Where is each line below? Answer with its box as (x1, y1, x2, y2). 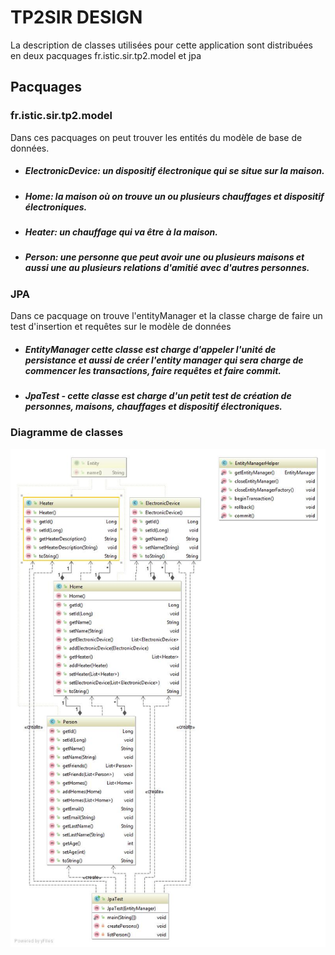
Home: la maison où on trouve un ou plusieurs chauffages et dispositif (24, 190, 325, 202)
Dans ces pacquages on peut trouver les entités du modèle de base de (10, 131, 303, 143)
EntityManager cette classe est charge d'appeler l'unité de (24, 343, 277, 355)
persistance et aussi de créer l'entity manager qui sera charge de (24, 354, 304, 366)
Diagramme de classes (10, 426, 124, 440)
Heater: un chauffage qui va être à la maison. (24, 226, 219, 238)
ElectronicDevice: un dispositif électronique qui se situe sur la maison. (24, 165, 325, 177)
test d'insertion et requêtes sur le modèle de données (10, 321, 232, 333)
